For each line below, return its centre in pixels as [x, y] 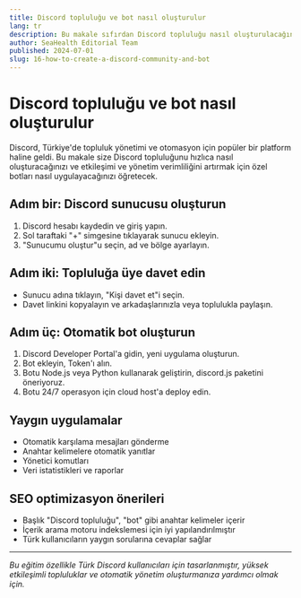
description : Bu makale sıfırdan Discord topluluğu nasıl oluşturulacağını [154, 34]
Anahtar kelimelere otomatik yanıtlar [89, 451]
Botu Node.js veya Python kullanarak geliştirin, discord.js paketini [143, 373]
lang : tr [26, 26]
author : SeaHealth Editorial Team [74, 43]
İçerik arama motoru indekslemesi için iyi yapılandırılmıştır [129, 529]
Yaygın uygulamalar [66, 420]
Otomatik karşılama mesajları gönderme [95, 442]
